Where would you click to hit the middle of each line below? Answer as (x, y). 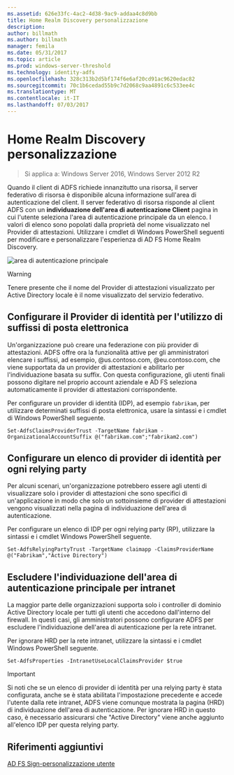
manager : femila (31, 46)
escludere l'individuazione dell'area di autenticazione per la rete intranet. (112, 627)
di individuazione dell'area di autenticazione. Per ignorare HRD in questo (111, 710)
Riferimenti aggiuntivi (55, 747)
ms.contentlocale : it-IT (43, 99)
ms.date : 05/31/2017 (37, 53)
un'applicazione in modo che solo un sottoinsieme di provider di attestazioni (117, 501)
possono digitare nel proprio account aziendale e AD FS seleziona (102, 382)
